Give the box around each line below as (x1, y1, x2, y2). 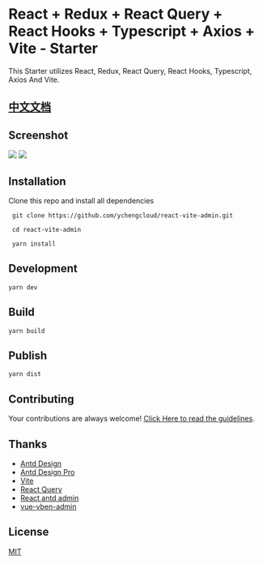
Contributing (8, 392, 74, 406)
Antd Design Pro (19, 468, 75, 477)
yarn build (8, 327, 45, 335)
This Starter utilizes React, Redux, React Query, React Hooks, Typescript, (8, 66, 252, 75)
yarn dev (8, 283, 38, 292)
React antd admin (19, 493, 79, 503)
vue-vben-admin (19, 502, 77, 511)
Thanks (8, 437, 48, 451)
